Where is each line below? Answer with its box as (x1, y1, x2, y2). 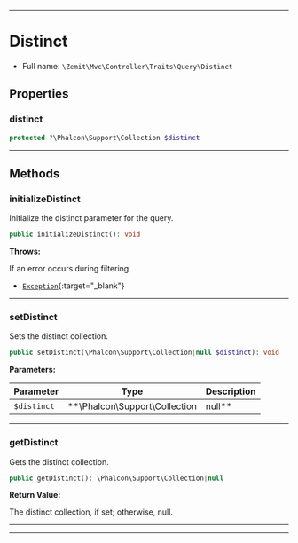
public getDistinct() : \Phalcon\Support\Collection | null (9, 474, 224, 483)
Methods (9, 166, 60, 181)
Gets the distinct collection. (9, 456, 109, 467)
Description (205, 385, 256, 397)
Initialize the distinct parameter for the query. (9, 213, 174, 224)
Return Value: (9, 490, 61, 500)
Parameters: (9, 365, 56, 375)
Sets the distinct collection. (9, 331, 108, 342)
